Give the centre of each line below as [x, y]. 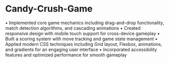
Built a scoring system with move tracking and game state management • [81, 39]
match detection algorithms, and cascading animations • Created [73, 28]
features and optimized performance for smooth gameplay [66, 55]
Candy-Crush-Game [49, 9]
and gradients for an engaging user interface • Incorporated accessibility [81, 49]
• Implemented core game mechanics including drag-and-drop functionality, [85, 23]
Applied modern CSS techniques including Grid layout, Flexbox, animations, [84, 44]
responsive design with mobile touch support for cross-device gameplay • [82, 33]
